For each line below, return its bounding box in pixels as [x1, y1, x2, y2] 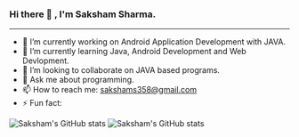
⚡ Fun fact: [21, 98, 62, 109]
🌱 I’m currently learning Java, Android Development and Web [21, 46, 246, 57]
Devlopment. [21, 55, 69, 66]
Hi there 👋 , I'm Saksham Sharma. [9, 8, 157, 20]
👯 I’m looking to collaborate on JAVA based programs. [21, 65, 221, 76]
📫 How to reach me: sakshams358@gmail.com [21, 85, 198, 95]
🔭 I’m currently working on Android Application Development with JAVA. [21, 36, 287, 47]
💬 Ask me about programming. [21, 75, 135, 85]
